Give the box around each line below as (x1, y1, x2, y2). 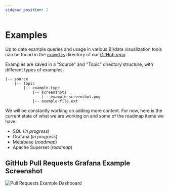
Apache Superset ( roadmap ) (12, 144, 73, 150)
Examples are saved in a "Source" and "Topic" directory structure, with (5, 61, 153, 67)
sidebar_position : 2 (5, 7, 49, 13)
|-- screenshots (32, 90, 67, 95)
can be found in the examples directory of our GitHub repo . (5, 51, 127, 57)
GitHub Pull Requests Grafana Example (5, 159, 131, 167)
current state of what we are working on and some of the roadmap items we (5, 112, 164, 119)
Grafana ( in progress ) (12, 133, 58, 139)
